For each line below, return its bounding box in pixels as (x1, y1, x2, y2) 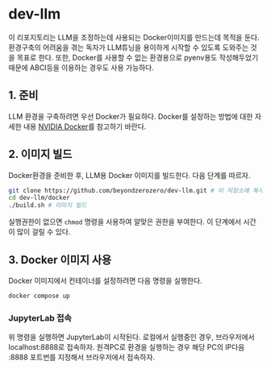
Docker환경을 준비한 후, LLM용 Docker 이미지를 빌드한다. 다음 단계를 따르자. (8, 170, 251, 180)
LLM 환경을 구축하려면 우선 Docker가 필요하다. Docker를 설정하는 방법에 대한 (8, 111, 253, 121)
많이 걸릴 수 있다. (16, 227, 71, 237)
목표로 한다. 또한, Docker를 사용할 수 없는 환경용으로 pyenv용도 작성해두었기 (16, 52, 259, 62)
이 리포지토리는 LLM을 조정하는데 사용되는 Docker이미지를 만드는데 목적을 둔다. (8, 32, 260, 42)
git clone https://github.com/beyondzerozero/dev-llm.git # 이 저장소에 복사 (8, 186, 265, 194)
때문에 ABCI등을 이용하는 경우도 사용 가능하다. (8, 62, 155, 73)
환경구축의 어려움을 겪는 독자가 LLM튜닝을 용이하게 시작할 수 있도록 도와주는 (8, 42, 249, 52)
